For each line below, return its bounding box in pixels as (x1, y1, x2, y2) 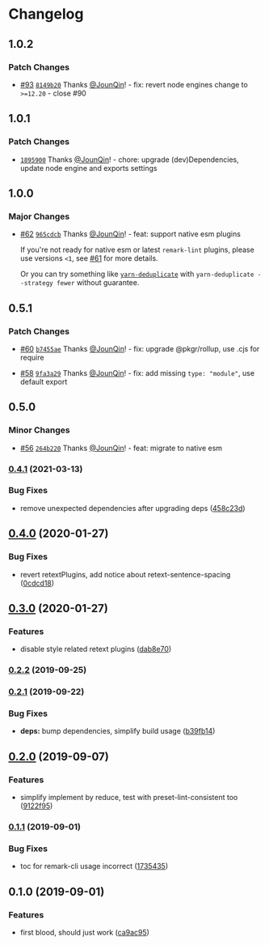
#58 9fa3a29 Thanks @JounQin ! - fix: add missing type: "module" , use (19, 368, 255, 377)
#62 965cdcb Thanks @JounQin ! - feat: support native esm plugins (19, 229, 241, 239)
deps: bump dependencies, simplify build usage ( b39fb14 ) (19, 726, 216, 736)
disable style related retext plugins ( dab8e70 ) (19, 645, 172, 654)
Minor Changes (8, 424, 70, 436)
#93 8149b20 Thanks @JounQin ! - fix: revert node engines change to (19, 79, 248, 89)
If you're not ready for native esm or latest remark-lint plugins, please (19, 245, 254, 255)
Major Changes (8, 211, 70, 222)
